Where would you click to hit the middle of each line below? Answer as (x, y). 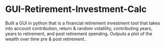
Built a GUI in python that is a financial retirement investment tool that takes (83, 23)
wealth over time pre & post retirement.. (46, 39)
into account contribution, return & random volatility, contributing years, (79, 28)
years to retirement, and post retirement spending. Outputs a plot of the (79, 33)
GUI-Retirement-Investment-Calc (76, 9)
